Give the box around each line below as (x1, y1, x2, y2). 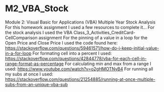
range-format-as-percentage (5, 61, 64, 67)
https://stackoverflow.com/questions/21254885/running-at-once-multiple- (5, 76, 156, 82)
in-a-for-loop (5, 50, 32, 56)
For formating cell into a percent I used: (32, 50, 112, 56)
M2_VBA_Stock (5, 3, 69, 14)
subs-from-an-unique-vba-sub (5, 81, 68, 87)
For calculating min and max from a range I (65, 61, 151, 67)
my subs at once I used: (5, 71, 53, 77)
